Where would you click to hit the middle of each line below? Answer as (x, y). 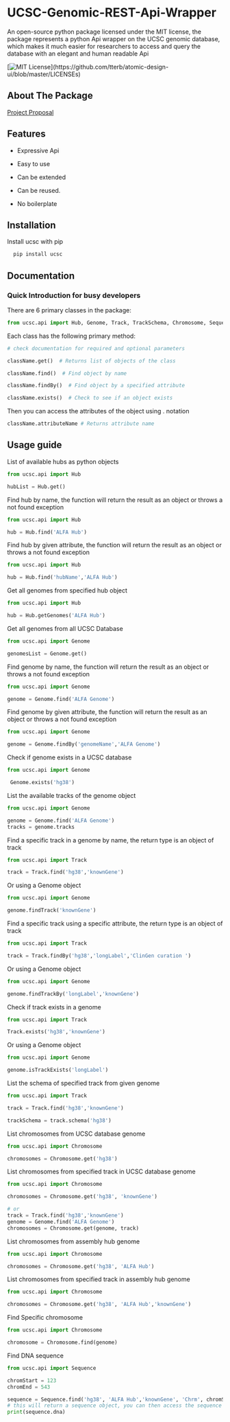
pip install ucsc (38, 254)
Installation (31, 225)
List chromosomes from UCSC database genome (76, 1134)
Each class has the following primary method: (71, 336)
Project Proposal (30, 112)
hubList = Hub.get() (37, 486)
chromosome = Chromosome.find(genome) (62, 1342)
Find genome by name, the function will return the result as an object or (108, 667)
